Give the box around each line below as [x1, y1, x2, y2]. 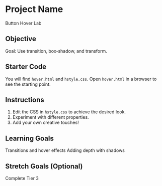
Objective [5, 35, 37, 43]
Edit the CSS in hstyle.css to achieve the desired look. [12, 109, 126, 115]
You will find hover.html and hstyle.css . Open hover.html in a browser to [5, 76, 157, 82]
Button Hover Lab [5, 20, 42, 26]
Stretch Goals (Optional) [5, 162, 83, 170]
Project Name [5, 4, 63, 15]
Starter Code [5, 63, 47, 71]
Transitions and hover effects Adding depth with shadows [5, 147, 125, 153]
